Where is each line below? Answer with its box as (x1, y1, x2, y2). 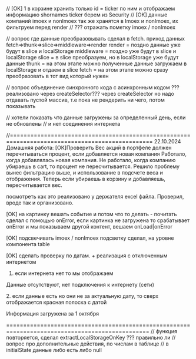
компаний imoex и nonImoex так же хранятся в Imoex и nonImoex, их (6, 18, 178, 24)
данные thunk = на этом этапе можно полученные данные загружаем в (6, 60, 187, 67)
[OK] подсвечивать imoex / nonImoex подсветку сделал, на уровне (6, 234, 174, 241)
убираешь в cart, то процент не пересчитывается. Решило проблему (6, 163, 180, 170)
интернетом (6, 259, 36, 265)
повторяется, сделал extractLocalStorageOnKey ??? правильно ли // (6, 334, 176, 341)
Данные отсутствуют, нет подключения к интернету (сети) (6, 281, 154, 288)
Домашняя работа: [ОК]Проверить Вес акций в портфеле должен (6, 144, 172, 151)
